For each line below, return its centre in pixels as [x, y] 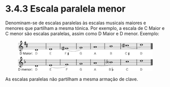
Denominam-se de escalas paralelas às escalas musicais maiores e [76, 23]
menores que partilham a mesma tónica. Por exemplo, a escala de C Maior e [85, 28]
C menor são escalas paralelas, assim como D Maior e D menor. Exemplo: [82, 33]
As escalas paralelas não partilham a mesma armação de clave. [72, 79]
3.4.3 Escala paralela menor [65, 9]
